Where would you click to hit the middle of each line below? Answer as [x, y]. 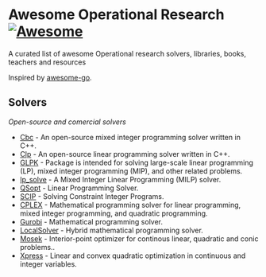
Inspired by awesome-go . [50, 77]
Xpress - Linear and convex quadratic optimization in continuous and [133, 256]
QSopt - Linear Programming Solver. [79, 188]
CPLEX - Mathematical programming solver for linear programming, [130, 205]
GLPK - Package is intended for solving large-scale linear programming [137, 162]
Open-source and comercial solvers [67, 122]
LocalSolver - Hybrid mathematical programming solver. [112, 230]
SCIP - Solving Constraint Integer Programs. [92, 196]
